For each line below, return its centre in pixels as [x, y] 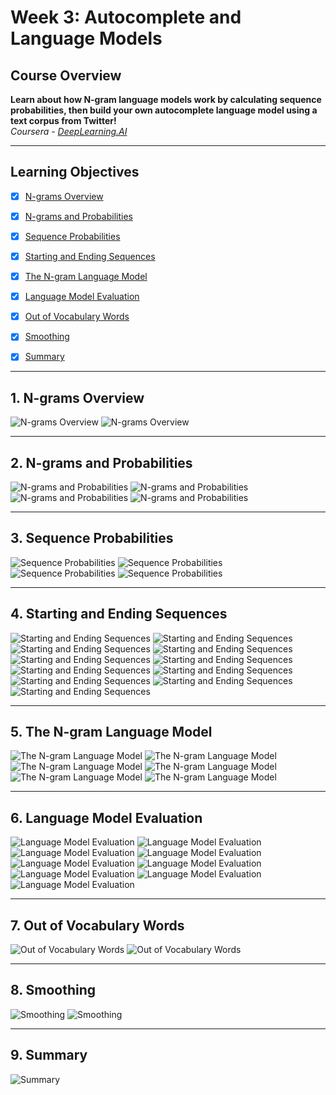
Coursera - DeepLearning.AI [69, 131]
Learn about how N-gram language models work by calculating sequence [166, 99]
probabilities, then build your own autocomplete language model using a [164, 110]
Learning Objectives [75, 172]
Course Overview [66, 75]
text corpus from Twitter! [63, 120]
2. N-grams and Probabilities [101, 462]
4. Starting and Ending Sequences [119, 614]
